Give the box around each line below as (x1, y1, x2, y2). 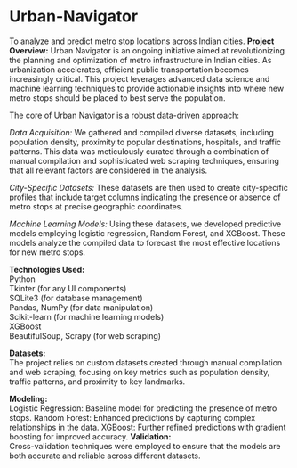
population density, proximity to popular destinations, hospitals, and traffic (9, 136, 282, 147)
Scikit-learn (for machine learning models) (9, 311, 165, 322)
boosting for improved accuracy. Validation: (9, 431, 172, 442)
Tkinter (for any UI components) (9, 283, 127, 293)
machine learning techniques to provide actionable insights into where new (9, 83, 285, 94)
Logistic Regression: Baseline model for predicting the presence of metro (9, 403, 277, 414)
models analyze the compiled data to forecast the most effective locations (9, 237, 281, 248)
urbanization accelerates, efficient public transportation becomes (9, 64, 249, 75)
